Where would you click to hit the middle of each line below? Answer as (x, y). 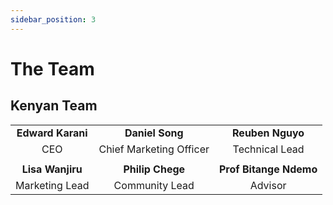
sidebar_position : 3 (53, 19)
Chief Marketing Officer (154, 149)
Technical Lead (268, 149)
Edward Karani (52, 133)
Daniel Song (154, 133)
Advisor (268, 185)
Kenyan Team (54, 106)
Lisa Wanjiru (52, 169)
